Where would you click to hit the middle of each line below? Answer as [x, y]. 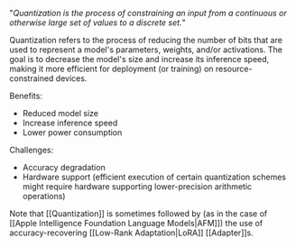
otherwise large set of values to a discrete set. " [98, 23]
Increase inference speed [70, 123]
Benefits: [26, 96]
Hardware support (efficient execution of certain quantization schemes [154, 177]
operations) [44, 196]
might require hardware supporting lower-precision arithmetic [137, 187]
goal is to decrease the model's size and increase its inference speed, [139, 59]
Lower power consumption [72, 133]
